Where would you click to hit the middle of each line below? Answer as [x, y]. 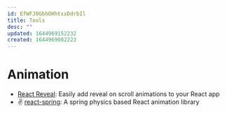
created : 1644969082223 [42, 40]
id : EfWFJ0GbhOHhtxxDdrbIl [47, 14]
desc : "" [20, 27]
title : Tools [26, 20]
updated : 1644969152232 [42, 33]
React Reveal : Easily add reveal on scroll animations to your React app [118, 94]
